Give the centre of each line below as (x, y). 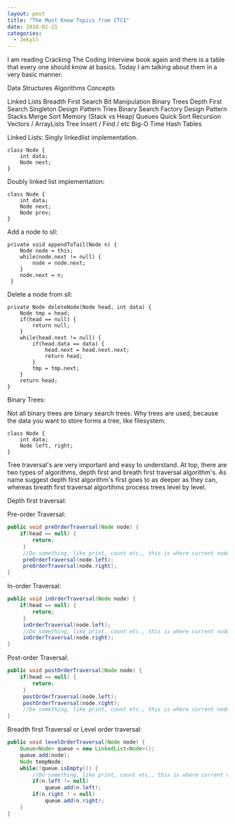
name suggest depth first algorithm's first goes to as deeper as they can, (112, 480)
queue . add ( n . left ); (73, 788)
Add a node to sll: (33, 232)
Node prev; (36, 213)
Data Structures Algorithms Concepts (61, 88)
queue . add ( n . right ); (74, 801)
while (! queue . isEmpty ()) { (59, 768)
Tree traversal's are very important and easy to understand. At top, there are (117, 465)
